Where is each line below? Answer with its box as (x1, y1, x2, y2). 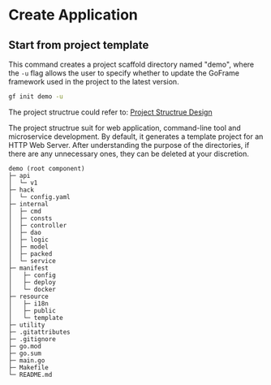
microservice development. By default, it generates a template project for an (8, 132, 264, 141)
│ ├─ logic (8, 236, 49, 244)
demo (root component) (8, 164, 85, 172)
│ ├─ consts (8, 214, 53, 223)
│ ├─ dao (8, 228, 42, 236)
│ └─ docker (8, 285, 57, 293)
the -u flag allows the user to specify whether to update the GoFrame (8, 68, 239, 78)
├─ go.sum (8, 349, 42, 357)
